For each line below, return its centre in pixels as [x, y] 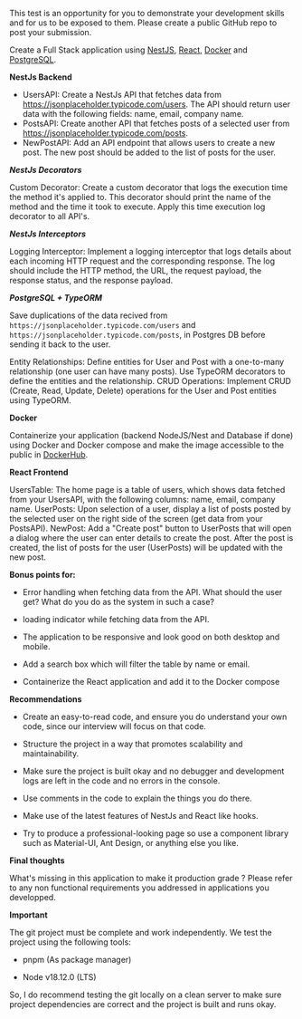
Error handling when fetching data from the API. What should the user [152, 592]
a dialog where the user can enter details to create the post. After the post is [151, 538]
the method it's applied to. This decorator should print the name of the [140, 197]
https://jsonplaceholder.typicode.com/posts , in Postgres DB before [137, 335]
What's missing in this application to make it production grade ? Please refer [151, 878]
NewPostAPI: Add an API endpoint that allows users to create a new [149, 143]
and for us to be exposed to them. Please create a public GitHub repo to [143, 23]
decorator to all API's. [50, 216]
